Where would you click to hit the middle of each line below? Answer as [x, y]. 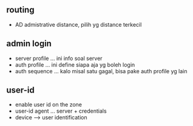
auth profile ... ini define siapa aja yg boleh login [75, 65]
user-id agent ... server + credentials [61, 111]
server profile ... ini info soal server [59, 58]
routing [20, 10]
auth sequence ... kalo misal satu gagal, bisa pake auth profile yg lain [101, 71]
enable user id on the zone [49, 105]
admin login [29, 44]
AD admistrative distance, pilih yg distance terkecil [78, 24]
